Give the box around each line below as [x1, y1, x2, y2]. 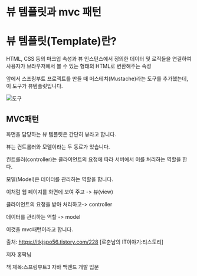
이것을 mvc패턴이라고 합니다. [6, 225, 74, 233]
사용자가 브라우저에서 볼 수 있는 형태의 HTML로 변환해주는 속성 [6, 63, 152, 70]
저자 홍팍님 [6, 251, 32, 258]
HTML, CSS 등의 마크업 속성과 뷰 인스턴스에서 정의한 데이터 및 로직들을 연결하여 [6, 55, 192, 63]
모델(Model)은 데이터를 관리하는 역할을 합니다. [6, 175, 114, 183]
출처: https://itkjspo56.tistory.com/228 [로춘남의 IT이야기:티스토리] [6, 238, 164, 245]
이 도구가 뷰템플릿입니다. [6, 83, 63, 90]
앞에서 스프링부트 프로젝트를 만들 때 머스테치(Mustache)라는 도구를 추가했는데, [6, 75, 189, 83]
